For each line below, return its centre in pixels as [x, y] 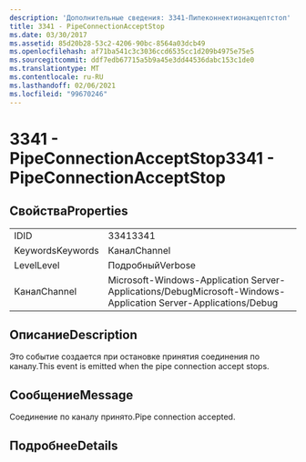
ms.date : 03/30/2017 [49, 35]
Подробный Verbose [152, 265]
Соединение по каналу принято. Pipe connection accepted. [122, 417]
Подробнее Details [64, 445]
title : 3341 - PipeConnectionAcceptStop [87, 26]
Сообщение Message [71, 395]
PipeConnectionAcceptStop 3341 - [142, 158]
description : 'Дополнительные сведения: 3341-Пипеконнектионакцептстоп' [150, 18]
